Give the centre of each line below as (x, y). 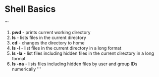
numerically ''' (26, 69)
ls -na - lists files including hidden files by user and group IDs (75, 64)
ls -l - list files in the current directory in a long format (67, 48)
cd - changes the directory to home (48, 42)
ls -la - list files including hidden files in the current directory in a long (83, 53)
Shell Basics (30, 9)
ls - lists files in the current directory (49, 38)
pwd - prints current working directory (51, 32)
